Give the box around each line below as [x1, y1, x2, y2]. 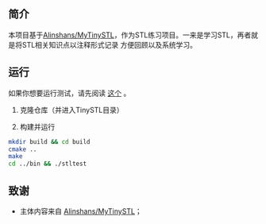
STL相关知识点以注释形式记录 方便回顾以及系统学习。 [21, 40, 197, 49]
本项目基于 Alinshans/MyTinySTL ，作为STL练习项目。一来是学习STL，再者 [8, 30, 252, 40]
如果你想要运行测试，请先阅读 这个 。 [8, 88, 131, 98]
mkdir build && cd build [8, 137, 91, 145]
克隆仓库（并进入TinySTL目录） [19, 105, 125, 114]
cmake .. [8, 145, 37, 153]
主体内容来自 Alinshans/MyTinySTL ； [19, 206, 143, 216]
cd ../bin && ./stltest [8, 160, 87, 168]
